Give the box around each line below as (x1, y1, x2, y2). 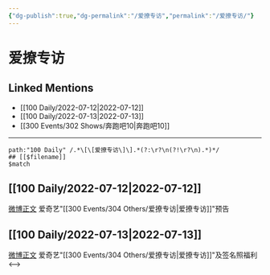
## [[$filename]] (8, 153, 67, 161)
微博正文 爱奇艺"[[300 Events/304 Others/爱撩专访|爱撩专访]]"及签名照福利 (8, 250, 258, 260)
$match (8, 160, 31, 168)
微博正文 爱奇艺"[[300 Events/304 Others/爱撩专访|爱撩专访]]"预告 (8, 204, 230, 214)
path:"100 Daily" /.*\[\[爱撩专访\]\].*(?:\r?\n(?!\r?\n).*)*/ (8, 146, 219, 154)
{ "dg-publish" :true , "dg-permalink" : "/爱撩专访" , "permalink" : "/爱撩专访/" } (8, 11, 255, 20)
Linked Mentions (8, 81, 94, 95)
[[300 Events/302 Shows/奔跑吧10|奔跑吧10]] (19, 121, 170, 130)
